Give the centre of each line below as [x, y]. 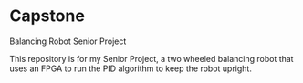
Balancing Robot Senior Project [68, 41]
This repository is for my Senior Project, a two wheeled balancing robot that [151, 58]
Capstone [47, 16]
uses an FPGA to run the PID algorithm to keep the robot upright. [131, 68]
